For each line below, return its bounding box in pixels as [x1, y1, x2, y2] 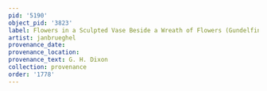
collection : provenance [8, 63, 87, 71]
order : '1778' [8, 70, 56, 78]
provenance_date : [8, 41, 66, 49]
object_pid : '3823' [8, 19, 73, 27]
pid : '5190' [8, 11, 48, 20]
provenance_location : [8, 48, 80, 56]
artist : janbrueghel [8, 33, 77, 42]
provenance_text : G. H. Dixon [8, 56, 109, 64]
